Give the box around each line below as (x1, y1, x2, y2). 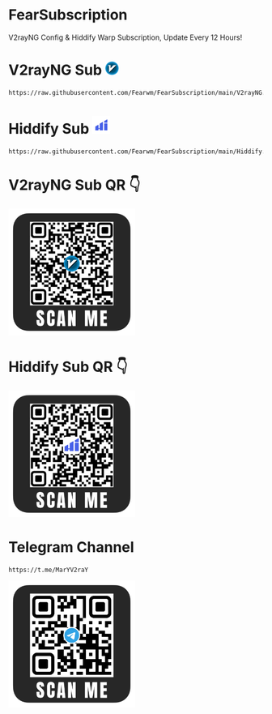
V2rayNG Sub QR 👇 (8, 176, 141, 194)
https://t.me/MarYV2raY (8, 566, 89, 574)
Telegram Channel (8, 537, 135, 556)
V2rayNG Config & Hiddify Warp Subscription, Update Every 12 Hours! (8, 32, 243, 42)
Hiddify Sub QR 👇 (8, 357, 128, 376)
